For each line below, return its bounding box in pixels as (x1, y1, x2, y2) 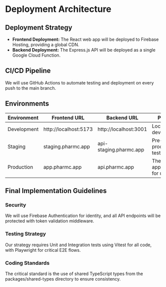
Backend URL (106, 114, 139, 121)
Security (5, 201, 26, 208)
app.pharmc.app (43, 163, 82, 170)
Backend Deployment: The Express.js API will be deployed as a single (12, 47, 156, 53)
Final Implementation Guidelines (5, 187, 107, 195)
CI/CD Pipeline (5, 67, 51, 75)
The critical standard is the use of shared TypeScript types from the (5, 271, 143, 277)
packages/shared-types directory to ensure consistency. (5, 276, 121, 282)
